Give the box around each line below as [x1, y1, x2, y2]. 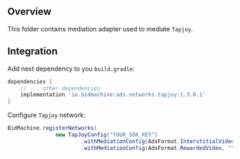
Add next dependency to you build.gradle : [7, 64, 135, 73]
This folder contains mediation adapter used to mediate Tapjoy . [7, 24, 194, 33]
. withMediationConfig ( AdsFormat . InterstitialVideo [81, 138, 235, 145]
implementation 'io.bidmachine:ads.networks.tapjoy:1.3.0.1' [20, 91, 206, 98]
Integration [7, 46, 59, 58]
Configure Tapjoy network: [7, 111, 86, 120]
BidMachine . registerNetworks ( [7, 125, 98, 132]
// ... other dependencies [20, 85, 101, 92]
